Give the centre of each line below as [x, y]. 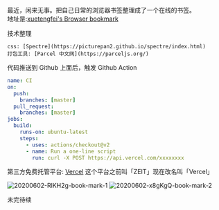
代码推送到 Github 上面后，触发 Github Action [72, 67]
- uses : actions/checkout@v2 [68, 145]
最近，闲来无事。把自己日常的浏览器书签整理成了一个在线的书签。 [101, 10]
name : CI [20, 81]
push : [21, 93]
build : [23, 126]
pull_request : [34, 106]
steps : [29, 138]
